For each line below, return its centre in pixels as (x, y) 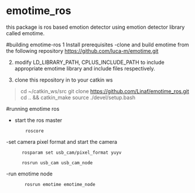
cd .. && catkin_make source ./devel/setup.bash (78, 97)
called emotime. (25, 33)
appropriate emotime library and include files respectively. (85, 68)
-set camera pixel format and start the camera (62, 141)
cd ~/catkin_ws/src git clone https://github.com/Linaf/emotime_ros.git (105, 91)
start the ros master (38, 120)
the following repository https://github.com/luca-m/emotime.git (82, 50)
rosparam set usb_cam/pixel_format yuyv (71, 153)
